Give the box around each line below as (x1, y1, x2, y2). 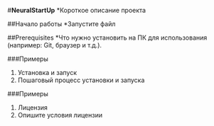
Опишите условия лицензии (17, 111, 103, 119)
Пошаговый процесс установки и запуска (17, 76, 145, 84)
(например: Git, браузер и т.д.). (7, 41, 102, 49)
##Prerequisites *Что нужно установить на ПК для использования (7, 33, 208, 42)
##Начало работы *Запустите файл (7, 20, 116, 28)
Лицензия (17, 103, 48, 112)
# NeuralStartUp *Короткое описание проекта (7, 6, 146, 14)
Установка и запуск (17, 69, 77, 76)
